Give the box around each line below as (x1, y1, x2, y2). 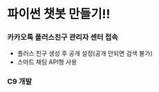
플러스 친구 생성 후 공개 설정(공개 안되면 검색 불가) (17, 49, 153, 58)
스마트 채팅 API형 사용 (17, 58, 77, 66)
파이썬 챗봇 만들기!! (7, 6, 111, 22)
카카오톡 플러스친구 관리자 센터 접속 (7, 32, 119, 42)
